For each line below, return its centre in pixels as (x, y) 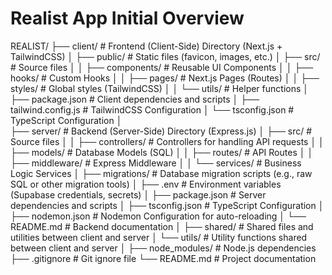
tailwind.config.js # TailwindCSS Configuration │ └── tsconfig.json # (152, 109)
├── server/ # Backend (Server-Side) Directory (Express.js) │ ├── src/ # (161, 131)
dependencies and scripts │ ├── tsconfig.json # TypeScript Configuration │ (167, 205)
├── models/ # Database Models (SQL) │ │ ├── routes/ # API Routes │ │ (162, 152)
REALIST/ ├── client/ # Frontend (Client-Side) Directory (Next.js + (146, 46)
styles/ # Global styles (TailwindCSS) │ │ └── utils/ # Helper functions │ (160, 88)
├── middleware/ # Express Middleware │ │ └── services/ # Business (156, 163)
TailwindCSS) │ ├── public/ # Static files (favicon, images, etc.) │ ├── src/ (165, 56)
